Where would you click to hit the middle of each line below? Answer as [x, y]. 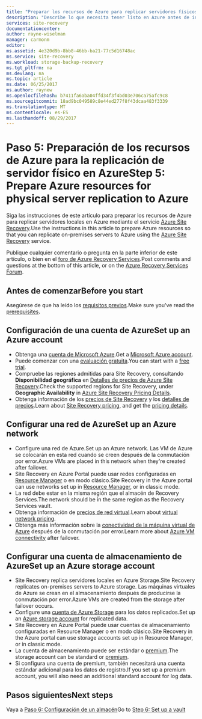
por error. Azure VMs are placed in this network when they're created [100, 461]
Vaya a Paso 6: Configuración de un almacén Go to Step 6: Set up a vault [96, 709]
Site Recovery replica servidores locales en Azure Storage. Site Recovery [105, 580]
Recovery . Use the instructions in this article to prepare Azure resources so [99, 228]
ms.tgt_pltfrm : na [29, 68]
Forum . [15, 272]
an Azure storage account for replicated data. [71, 619]
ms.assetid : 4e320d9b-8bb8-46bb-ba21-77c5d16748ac [71, 51]
